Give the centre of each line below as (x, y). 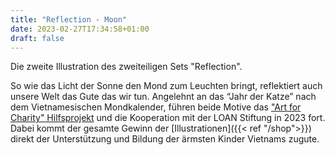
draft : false (37, 38)
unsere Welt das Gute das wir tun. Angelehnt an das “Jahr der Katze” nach (163, 97)
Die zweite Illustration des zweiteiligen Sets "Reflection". (126, 67)
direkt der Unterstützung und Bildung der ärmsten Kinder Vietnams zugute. (165, 139)
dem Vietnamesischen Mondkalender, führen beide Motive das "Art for (156, 107)
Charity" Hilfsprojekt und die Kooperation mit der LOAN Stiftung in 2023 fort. (168, 118)
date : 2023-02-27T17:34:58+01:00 (80, 29)
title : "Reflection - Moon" (69, 19)
